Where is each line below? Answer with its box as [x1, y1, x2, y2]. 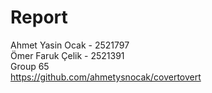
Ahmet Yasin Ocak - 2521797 [10, 39, 130, 51]
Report [10, 6, 68, 29]
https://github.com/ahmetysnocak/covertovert [10, 71, 202, 83]
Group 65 [10, 60, 50, 72]
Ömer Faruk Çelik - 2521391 [10, 49, 125, 61]
